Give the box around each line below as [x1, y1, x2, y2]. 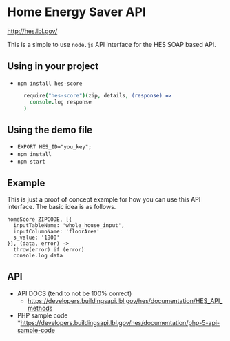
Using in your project [7, 60, 99, 72]
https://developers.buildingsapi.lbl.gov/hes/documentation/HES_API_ [27, 296, 223, 304]
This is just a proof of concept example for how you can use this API [7, 195, 201, 204]
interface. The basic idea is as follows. [7, 203, 116, 211]
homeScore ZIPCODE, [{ [7, 216, 72, 223]
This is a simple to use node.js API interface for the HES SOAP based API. [7, 40, 217, 48]
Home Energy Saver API [7, 4, 146, 20]
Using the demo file [7, 124, 93, 135]
